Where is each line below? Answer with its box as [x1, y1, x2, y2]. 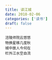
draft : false [5, 21, 32, 26]
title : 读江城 [5, 7, 32, 12]
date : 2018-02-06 [5, 12, 41, 17]
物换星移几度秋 [5, 40, 31, 46]
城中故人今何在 [5, 46, 31, 51]
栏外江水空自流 [5, 51, 31, 56]
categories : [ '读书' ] [5, 16, 48, 21]
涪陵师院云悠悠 [5, 35, 31, 40]
